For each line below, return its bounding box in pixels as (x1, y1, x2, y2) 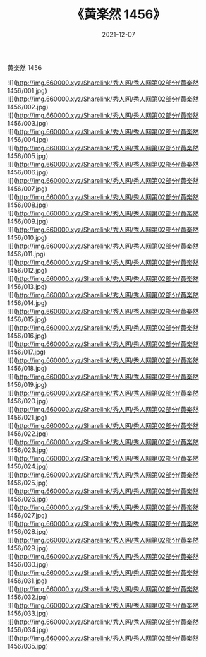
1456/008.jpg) (7, 201, 49, 209)
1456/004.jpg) (7, 135, 49, 143)
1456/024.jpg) (7, 462, 49, 470)
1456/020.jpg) (7, 396, 49, 405)
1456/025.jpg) (7, 478, 48, 487)
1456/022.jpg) (7, 429, 49, 438)
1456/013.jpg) (7, 282, 47, 290)
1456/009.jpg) (7, 217, 49, 225)
